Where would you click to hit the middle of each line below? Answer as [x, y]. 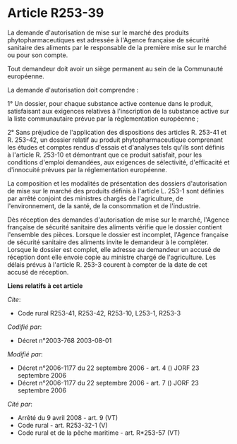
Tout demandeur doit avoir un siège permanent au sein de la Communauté [115, 68]
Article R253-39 [56, 13]
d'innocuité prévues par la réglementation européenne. [87, 169]
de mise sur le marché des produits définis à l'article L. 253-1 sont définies [116, 191]
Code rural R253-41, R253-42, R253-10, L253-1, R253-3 [99, 313]
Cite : [14, 299]
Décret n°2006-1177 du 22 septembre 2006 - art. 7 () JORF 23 [108, 383]
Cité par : [20, 404]
